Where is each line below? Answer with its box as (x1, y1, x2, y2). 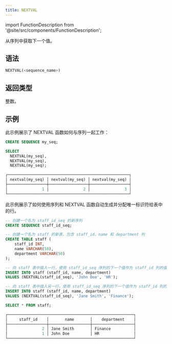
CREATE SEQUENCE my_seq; (5, 139, 58, 144)
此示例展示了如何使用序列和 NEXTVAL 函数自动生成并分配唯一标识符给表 (5, 201, 159, 207)
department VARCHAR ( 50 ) (14, 251, 66, 256)
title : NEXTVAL (5, 7, 38, 13)
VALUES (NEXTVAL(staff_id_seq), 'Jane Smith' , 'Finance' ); (5, 294, 134, 299)
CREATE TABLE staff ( (5, 237, 52, 242)
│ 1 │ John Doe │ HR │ (5, 331, 137, 336)
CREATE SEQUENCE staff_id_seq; (5, 223, 72, 228)
